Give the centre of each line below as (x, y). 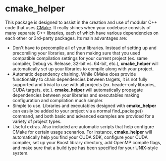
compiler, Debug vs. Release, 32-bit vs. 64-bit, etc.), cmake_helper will (85, 63)
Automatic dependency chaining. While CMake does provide (74, 74)
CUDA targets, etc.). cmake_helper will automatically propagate (78, 90)
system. (20, 153)
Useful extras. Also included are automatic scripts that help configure (83, 126)
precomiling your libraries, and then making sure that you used (76, 53)
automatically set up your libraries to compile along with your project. (83, 69)
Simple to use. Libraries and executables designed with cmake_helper (84, 106)
